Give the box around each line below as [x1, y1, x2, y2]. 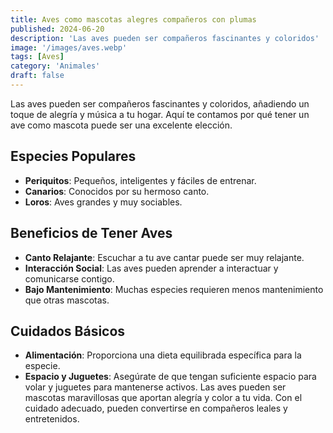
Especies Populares [10, 148, 137, 165]
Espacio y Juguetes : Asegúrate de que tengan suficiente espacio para [24, 371, 317, 383]
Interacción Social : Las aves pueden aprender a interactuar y [24, 262, 279, 274]
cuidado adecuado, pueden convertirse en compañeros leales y [24, 402, 288, 415]
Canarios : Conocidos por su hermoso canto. [24, 185, 210, 197]
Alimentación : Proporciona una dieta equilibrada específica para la [24, 349, 302, 361]
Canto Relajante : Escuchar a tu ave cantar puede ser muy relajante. [24, 251, 305, 263]
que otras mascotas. [24, 294, 110, 306]
